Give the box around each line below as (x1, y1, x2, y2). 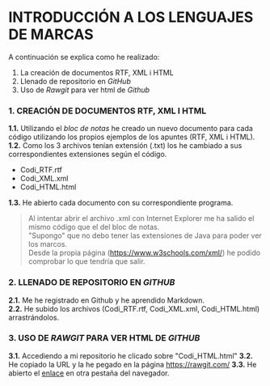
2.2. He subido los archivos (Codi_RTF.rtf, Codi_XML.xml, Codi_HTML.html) (8, 303, 260, 313)
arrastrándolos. (8, 312, 60, 322)
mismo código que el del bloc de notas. (27, 223, 160, 232)
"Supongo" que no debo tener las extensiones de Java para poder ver (27, 231, 263, 240)
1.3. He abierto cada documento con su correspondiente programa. (8, 198, 234, 208)
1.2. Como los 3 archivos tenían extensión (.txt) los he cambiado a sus (8, 141, 243, 151)
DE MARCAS (8, 25, 94, 44)
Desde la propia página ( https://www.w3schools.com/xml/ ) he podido (27, 248, 261, 258)
